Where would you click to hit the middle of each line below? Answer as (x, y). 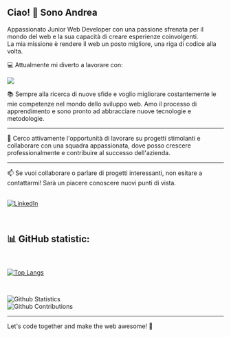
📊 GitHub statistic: (48, 239)
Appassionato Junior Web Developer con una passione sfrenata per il (106, 29)
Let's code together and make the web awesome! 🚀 (80, 326)
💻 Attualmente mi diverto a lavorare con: (65, 65)
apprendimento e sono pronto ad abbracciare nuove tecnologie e (99, 111)
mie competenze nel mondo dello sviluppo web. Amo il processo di (102, 104)
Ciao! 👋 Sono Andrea (52, 13)
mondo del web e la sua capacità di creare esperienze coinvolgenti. (103, 36)
